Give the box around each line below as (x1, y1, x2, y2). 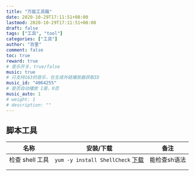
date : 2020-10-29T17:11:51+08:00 (6, 14, 89, 20)
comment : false (6, 47, 44, 53)
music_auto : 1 (6, 91, 41, 97)
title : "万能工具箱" (6, 8, 52, 15)
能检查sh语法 (149, 156, 186, 164)
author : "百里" (6, 42, 42, 48)
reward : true (6, 58, 38, 64)
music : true (6, 69, 35, 75)
